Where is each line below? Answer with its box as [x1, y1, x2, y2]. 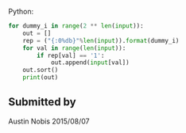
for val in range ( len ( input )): [22, 44, 126, 52]
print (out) [22, 74, 59, 82]
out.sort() [22, 66, 59, 74]
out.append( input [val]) [50, 59, 130, 66]
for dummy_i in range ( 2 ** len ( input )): [8, 22, 145, 30]
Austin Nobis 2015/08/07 [8, 116, 90, 126]
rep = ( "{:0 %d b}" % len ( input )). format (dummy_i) [22, 36, 180, 44]
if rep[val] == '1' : [37, 51, 105, 59]
